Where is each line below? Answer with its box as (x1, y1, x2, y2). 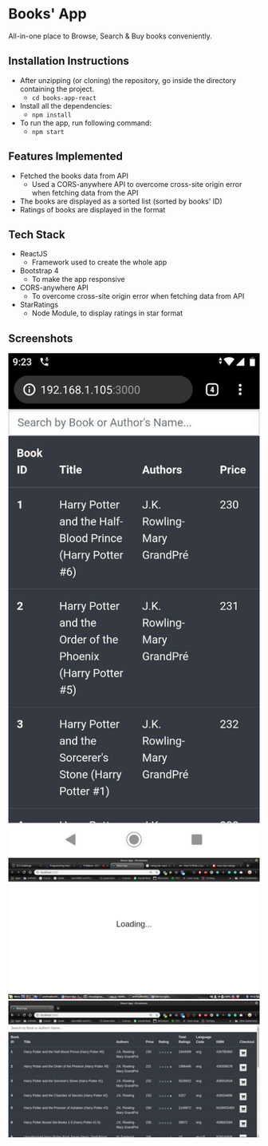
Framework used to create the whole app (31, 257, 167, 268)
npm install (31, 111, 72, 119)
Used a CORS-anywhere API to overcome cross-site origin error (31, 179, 242, 188)
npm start (31, 128, 65, 136)
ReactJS (19, 249, 48, 259)
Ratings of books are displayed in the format (19, 204, 166, 214)
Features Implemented (8, 149, 124, 164)
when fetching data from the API (31, 188, 139, 197)
